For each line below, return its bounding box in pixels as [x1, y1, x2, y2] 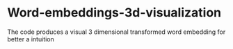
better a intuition [7, 35, 54, 43]
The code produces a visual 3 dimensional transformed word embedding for [7, 28, 226, 36]
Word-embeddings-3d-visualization [7, 5, 221, 21]
